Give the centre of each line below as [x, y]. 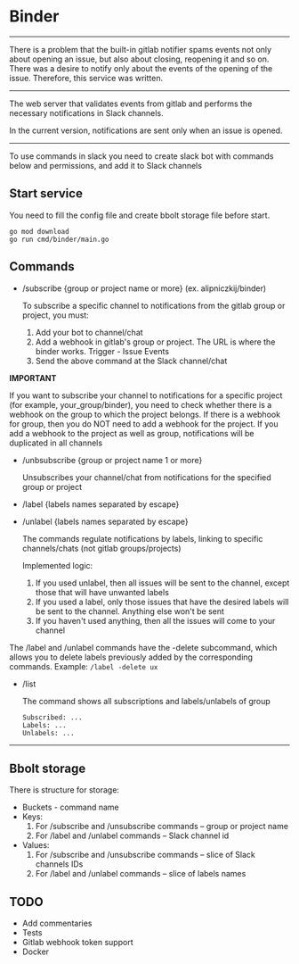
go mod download [39, 231]
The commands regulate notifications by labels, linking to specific [142, 538]
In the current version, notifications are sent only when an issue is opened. [146, 130]
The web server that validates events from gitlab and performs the [131, 104]
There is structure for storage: [65, 790]
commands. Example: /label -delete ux [84, 666]
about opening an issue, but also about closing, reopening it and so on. [139, 59]
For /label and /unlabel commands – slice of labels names [141, 874]
